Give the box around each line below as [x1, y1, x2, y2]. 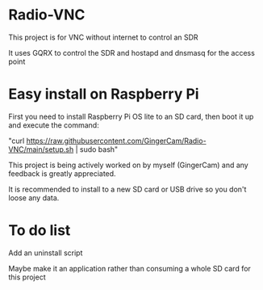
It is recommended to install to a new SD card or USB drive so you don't [8, 184, 247, 194]
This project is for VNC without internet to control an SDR [8, 32, 199, 42]
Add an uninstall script [8, 248, 83, 258]
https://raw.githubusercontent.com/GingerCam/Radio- [26, 136, 207, 145]
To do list [8, 221, 71, 240]
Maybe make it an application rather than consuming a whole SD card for [8, 263, 252, 273]
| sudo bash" [75, 144, 119, 154]
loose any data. [8, 192, 60, 203]
